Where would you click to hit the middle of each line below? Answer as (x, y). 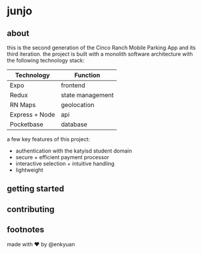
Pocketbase (27, 124)
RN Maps (23, 105)
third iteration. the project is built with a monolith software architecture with (100, 54)
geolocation (78, 105)
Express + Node (32, 114)
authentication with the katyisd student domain (74, 151)
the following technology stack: (46, 60)
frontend (73, 85)
